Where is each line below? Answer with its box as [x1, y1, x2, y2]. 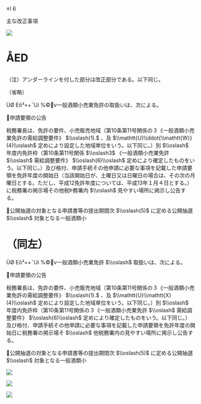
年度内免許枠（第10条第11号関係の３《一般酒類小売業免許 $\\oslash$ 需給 [6, 306, 187, 313]
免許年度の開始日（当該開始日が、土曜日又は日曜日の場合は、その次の [16, 171, 190, 179]
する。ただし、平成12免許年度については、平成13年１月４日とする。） [22, 179, 193, 186]
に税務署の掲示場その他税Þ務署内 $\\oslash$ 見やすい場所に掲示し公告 [6, 186, 181, 194]
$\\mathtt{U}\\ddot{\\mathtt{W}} [112, 134, 193, 141]
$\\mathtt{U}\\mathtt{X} [112, 291, 172, 299]
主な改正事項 [6, 17, 38, 25]
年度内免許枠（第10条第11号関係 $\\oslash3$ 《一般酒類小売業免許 [6, 149, 170, 156]
